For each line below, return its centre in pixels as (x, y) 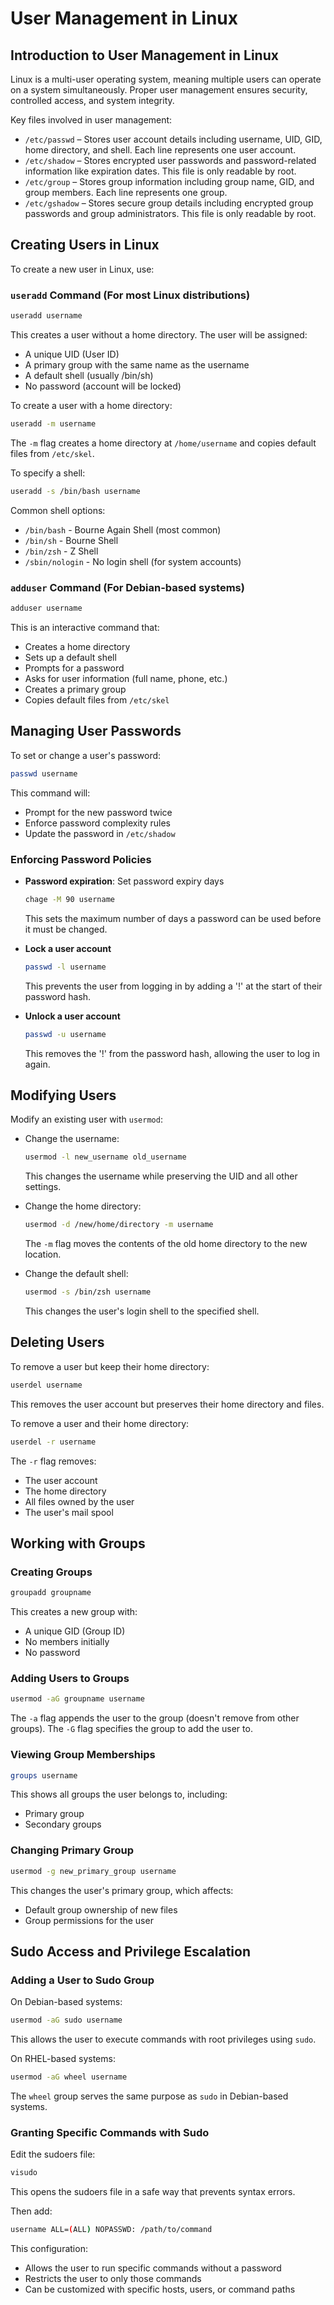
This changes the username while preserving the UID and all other (161, 1176)
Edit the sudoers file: (53, 2154)
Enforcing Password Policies (81, 859)
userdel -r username (53, 1442)
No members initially (67, 1642)
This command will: (50, 793)
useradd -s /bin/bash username (75, 491)
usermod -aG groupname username (77, 1699)
